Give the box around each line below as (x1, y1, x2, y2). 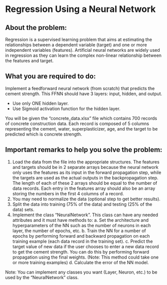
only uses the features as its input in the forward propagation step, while (12, 169, 162, 175)
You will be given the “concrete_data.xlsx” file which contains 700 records (5, 115, 158, 121)
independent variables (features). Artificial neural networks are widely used (5, 47, 161, 53)
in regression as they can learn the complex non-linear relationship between (5, 52, 162, 58)
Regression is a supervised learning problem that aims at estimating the (5, 36, 152, 42)
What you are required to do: (5, 72, 96, 81)
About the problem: (5, 23, 67, 32)
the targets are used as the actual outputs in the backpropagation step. (12, 174, 159, 180)
